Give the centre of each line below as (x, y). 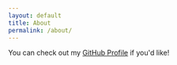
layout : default (35, 15)
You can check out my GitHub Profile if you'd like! (89, 53)
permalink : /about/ (40, 30)
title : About (30, 23)
